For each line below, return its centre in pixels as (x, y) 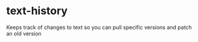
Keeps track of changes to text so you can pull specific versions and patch (99, 27)
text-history (37, 11)
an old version (24, 33)
